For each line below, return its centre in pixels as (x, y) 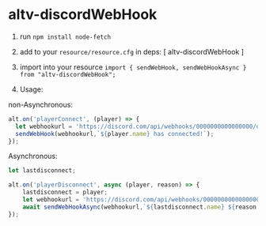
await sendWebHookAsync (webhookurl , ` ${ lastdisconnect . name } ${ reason (140, 207)
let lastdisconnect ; (42, 171)
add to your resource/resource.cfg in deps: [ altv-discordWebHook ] (131, 51)
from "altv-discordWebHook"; (68, 74)
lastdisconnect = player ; (65, 192)
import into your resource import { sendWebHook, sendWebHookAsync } (133, 67)
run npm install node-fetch (65, 36)
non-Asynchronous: (41, 104)
